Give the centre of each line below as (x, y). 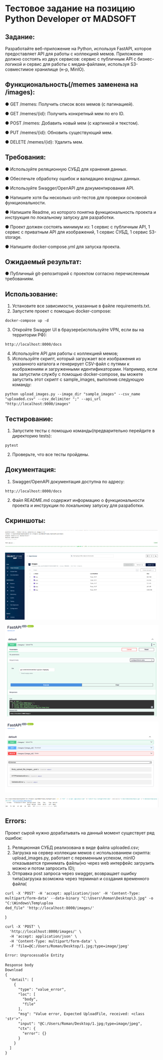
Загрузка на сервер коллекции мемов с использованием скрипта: (81, 852)
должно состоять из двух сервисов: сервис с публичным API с (71, 59)
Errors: (16, 821)
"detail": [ (22, 979)
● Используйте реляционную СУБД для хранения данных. (66, 169)
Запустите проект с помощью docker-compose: (62, 311)
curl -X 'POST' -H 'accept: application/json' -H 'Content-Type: (72, 893)
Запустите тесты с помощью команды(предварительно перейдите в (83, 431)
